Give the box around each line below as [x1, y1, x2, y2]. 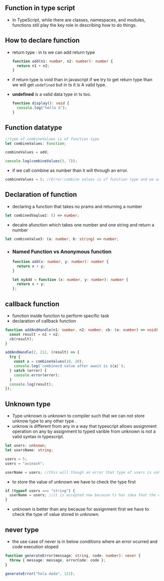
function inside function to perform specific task [12, 313, 109, 319]
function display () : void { [12, 101, 70, 106]
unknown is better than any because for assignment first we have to [12, 506, 149, 512]
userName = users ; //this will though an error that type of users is [5, 470, 152, 475]
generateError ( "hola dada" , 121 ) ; [5, 571, 76, 576]
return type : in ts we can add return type [12, 49, 95, 55]
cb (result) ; [9, 336, 34, 342]
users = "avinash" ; [5, 461, 45, 466]
